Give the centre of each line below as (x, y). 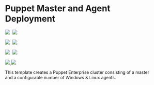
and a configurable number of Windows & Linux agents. (61, 77)
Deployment (30, 19)
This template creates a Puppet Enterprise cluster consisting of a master (77, 72)
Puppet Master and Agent (58, 8)
